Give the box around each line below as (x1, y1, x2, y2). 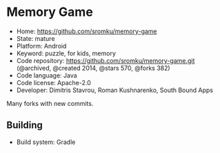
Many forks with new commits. (6, 99, 94, 107)
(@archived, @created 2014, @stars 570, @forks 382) (16, 64, 170, 72)
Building (6, 119, 43, 132)
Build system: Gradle (16, 138, 76, 146)
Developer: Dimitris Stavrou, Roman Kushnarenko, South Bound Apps (16, 86, 214, 94)
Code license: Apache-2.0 (16, 78, 91, 87)
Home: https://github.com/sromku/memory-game (16, 27, 157, 35)
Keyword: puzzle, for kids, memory (16, 49, 117, 57)
